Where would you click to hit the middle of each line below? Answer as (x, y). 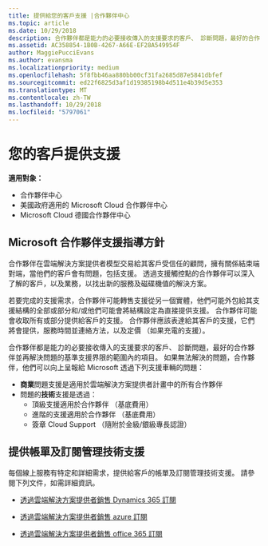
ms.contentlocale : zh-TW (49, 98)
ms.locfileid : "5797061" (49, 113)
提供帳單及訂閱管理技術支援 (77, 452)
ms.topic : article (39, 23)
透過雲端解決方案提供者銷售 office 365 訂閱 (91, 533)
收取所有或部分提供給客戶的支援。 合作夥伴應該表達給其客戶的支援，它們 (135, 320)
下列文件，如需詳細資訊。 (57, 482)
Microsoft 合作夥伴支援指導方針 (87, 243)
